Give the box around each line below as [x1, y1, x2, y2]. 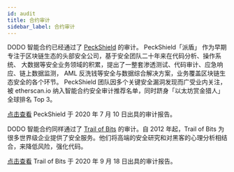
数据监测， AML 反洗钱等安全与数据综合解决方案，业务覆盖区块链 [31, 69, 220, 77]
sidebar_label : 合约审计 [7, 23, 75, 30]
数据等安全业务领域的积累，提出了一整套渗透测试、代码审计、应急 [27, 61, 217, 69]
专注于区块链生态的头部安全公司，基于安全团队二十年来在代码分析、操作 [7, 52, 215, 60]
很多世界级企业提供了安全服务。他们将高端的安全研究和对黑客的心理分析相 [7, 134, 221, 142]
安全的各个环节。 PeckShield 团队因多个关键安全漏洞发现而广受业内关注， [13, 78, 227, 86]
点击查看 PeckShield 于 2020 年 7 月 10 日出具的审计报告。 [7, 110, 177, 118]
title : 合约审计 [7, 17, 50, 24]
